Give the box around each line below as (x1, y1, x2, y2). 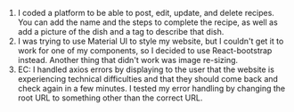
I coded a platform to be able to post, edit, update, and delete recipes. (17, 8, 274, 18)
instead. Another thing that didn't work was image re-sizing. (17, 55, 239, 65)
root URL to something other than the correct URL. (17, 92, 203, 103)
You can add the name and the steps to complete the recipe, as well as (17, 17, 278, 28)
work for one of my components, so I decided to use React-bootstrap (17, 45, 273, 56)
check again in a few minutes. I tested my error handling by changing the (17, 84, 286, 93)
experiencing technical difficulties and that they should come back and (17, 74, 279, 84)
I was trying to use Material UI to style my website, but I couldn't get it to (17, 36, 284, 46)
